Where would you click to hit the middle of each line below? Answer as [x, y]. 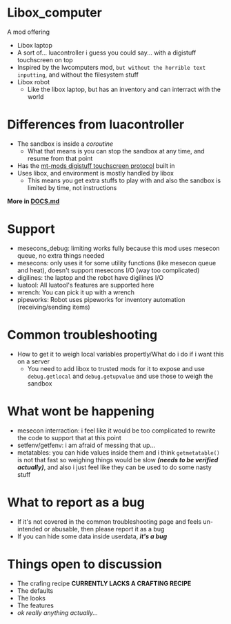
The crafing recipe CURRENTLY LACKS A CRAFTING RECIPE [104, 583]
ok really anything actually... [58, 612]
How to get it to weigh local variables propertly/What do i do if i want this [120, 354]
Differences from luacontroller [96, 125]
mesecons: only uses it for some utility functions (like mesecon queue [117, 263]
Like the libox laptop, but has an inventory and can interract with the [124, 89]
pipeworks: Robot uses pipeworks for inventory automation [101, 299]
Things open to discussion [84, 564]
